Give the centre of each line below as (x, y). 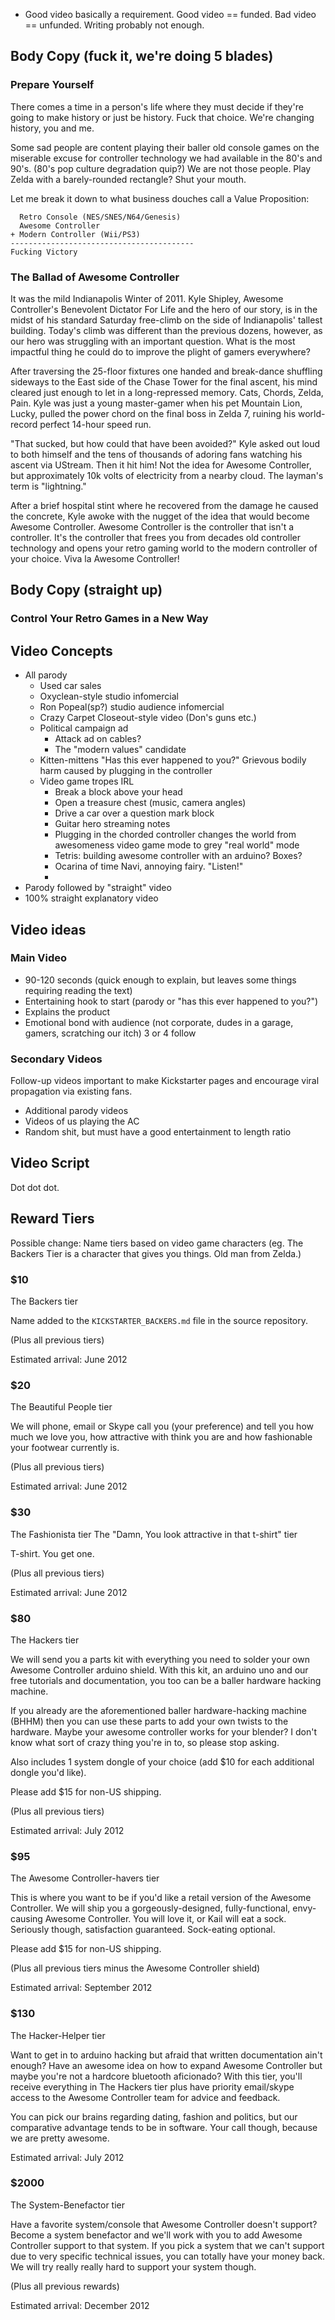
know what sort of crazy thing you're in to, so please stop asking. (145, 1742)
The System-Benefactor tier (67, 2205)
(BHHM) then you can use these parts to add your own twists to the (149, 1721)
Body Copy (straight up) (86, 590)
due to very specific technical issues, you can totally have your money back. (168, 2256)
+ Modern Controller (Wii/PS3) (75, 234)
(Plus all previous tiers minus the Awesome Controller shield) (135, 1968)
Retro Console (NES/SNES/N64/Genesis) (100, 217)
